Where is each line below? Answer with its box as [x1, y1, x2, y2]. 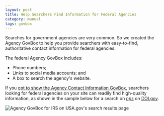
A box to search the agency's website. [12, 75, 91, 81]
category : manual [5, 16, 41, 21]
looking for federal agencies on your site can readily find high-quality [5, 90, 147, 96]
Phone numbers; [12, 65, 47, 71]
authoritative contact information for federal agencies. [5, 45, 116, 51]
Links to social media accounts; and [12, 70, 86, 76]
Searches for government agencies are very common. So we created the [5, 35, 155, 41]
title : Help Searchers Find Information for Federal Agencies [5, 12, 137, 17]
